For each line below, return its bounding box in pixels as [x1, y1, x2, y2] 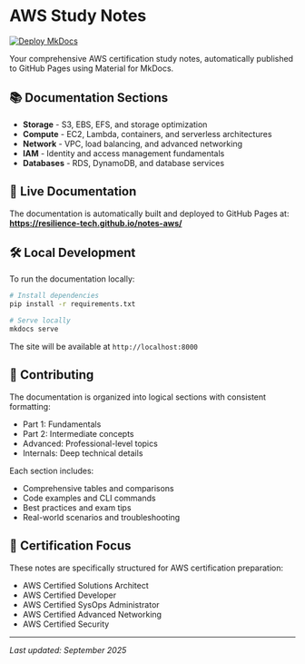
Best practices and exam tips [22, 501, 132, 513]
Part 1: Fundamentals [22, 419, 102, 430]
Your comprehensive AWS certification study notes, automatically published [9, 53, 293, 64]
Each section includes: [9, 465, 94, 476]
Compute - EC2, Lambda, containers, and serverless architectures [22, 128, 272, 139]
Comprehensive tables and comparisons [22, 482, 174, 493]
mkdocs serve [9, 324, 59, 333]
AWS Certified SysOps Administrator [22, 599, 161, 609]
